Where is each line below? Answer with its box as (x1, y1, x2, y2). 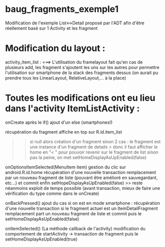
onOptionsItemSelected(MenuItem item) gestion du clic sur (5, 164, 126, 170)
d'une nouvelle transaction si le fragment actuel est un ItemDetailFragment (5, 205, 158, 211)
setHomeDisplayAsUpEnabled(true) (5, 236, 78, 242)
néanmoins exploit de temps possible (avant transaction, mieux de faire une (5, 185, 161, 191)
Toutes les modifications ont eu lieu (5, 92, 156, 104)
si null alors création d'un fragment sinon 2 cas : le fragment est (29, 138, 161, 145)
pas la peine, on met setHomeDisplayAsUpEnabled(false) (29, 154, 147, 160)
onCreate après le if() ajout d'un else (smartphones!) (5, 119, 113, 125)
